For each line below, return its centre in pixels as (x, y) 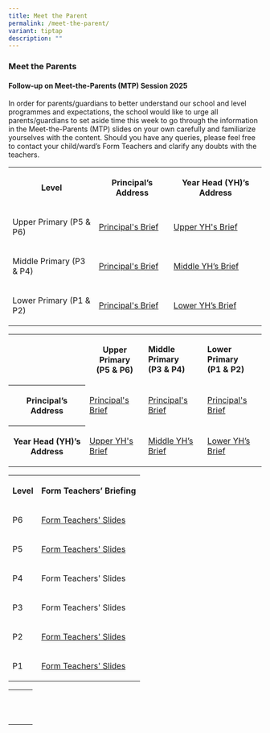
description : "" (35, 38)
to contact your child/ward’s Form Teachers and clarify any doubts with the (133, 147)
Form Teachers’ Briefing (89, 491)
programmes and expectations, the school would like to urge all (113, 112)
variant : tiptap (35, 31)
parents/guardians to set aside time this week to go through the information (133, 121)
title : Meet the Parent (48, 16)
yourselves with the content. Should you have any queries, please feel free (132, 138)
